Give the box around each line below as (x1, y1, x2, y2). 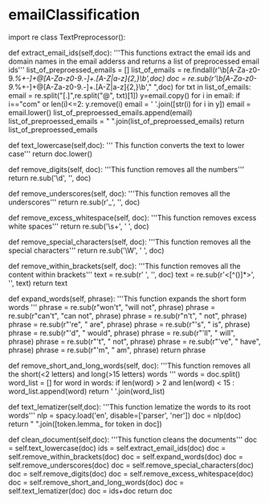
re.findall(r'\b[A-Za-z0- (183, 64, 261, 74)
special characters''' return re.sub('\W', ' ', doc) (8, 245, 165, 255)
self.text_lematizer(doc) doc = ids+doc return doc (8, 485, 173, 496)
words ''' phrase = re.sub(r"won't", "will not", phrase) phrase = (8, 302, 215, 311)
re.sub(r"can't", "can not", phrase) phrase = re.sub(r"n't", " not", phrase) (8, 311, 247, 320)
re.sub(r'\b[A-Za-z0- (187, 73, 257, 83)
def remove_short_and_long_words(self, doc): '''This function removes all (8, 361, 251, 370)
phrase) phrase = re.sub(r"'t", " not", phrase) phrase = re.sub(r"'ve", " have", (8, 336, 261, 346)
